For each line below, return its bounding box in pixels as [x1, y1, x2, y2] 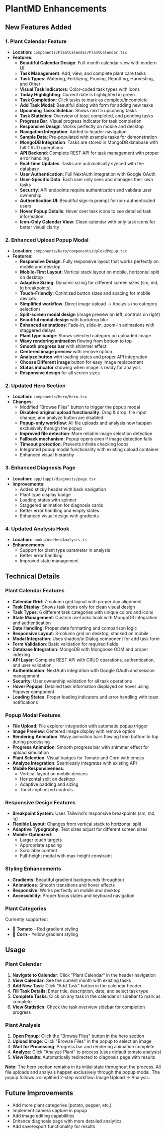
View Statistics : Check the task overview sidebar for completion [12, 1004, 145, 1010]
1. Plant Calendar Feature [5, 38, 67, 45]
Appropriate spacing [19, 842, 62, 848]
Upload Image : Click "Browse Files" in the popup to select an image [12, 1038, 152, 1044]
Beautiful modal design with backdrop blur [19, 317, 108, 323]
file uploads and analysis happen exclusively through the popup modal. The [5, 1069, 160, 1075]
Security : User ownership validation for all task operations [12, 678, 132, 684]
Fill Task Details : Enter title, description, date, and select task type [12, 988, 149, 994]
